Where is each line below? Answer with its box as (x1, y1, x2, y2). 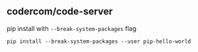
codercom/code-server (6, 6, 113, 18)
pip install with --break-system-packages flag (6, 24, 137, 32)
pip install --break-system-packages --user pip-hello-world (6, 38, 192, 45)
